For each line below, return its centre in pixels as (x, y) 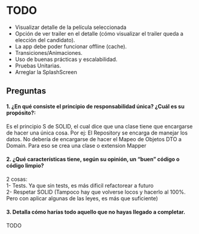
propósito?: (21, 113)
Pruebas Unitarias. (38, 65)
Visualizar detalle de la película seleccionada (71, 27)
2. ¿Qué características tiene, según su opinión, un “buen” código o (93, 159)
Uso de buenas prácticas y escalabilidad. (66, 59)
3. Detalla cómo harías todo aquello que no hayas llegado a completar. (96, 212)
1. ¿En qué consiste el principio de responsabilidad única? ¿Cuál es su (96, 106)
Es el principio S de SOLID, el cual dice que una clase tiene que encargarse (99, 126)
